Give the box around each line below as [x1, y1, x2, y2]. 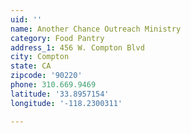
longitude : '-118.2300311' [10, 98, 123, 108]
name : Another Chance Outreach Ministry [10, 24, 182, 34]
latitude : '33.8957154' [10, 89, 110, 99]
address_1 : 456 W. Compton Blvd [10, 42, 145, 53]
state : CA [10, 61, 52, 71]
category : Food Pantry [10, 33, 105, 43]
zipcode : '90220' [10, 71, 83, 81]
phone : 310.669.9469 [10, 80, 97, 90]
